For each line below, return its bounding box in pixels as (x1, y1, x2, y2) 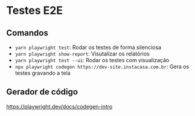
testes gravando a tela (14, 69, 71, 76)
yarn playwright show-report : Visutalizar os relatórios (14, 50, 150, 57)
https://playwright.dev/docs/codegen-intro (6, 103, 113, 110)
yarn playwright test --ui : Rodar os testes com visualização (14, 57, 170, 63)
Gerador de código (6, 87, 78, 97)
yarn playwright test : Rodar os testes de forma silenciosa (14, 43, 162, 51)
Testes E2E (6, 4, 63, 18)
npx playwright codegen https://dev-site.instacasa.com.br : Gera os (14, 63, 190, 70)
